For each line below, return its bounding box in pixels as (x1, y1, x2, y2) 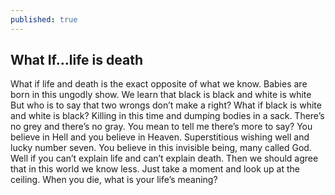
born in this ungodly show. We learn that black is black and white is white (10, 89, 312, 101)
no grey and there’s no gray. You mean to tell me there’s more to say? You (10, 121, 313, 133)
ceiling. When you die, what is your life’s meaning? (10, 174, 218, 186)
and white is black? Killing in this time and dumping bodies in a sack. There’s (10, 110, 325, 122)
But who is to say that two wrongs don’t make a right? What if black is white (10, 99, 322, 111)
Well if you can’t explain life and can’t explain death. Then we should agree (10, 152, 319, 165)
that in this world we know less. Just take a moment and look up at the (10, 163, 300, 175)
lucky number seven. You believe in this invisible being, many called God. (10, 142, 312, 154)
